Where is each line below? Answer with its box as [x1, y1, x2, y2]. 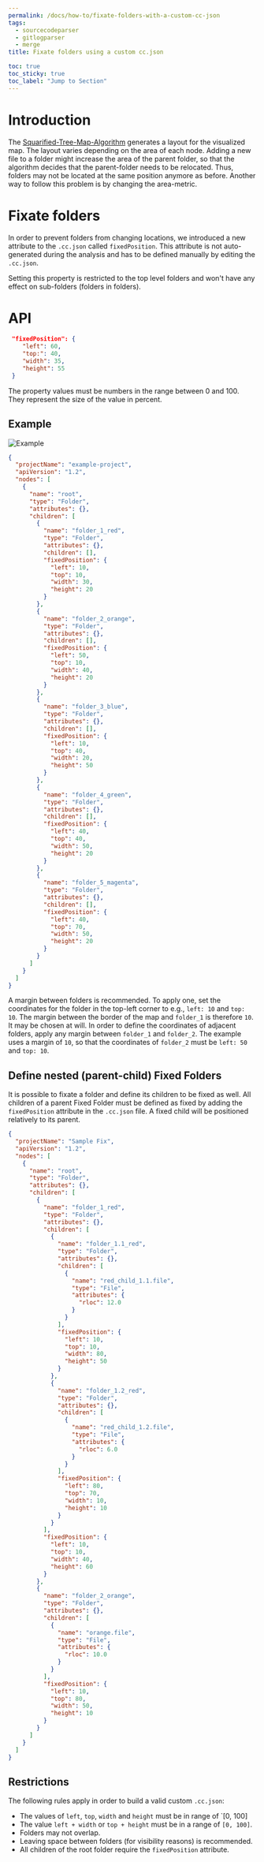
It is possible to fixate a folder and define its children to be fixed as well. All [8, 1090, 251, 1099]
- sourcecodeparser [15, 26, 80, 34]
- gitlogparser [15, 33, 65, 42]
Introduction [8, 111, 91, 129]
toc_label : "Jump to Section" [8, 76, 108, 85]
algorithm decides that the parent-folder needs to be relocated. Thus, [8, 162, 234, 172]
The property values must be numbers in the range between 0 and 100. [8, 386, 240, 395]
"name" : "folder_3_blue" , [43, 703, 128, 711]
